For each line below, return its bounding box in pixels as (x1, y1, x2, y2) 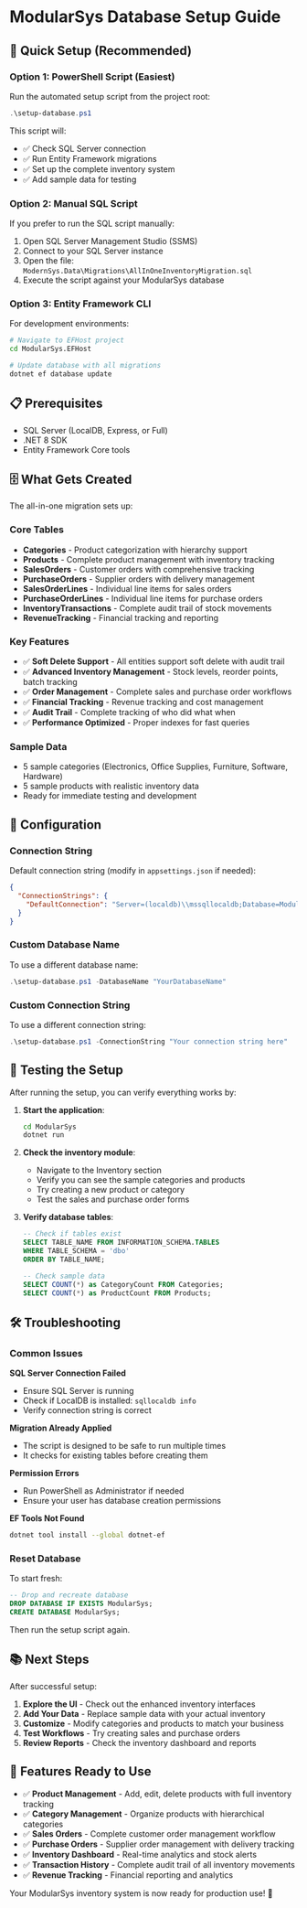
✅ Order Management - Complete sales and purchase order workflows (22, 686, 292, 697)
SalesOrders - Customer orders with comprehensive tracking (22, 563, 255, 574)
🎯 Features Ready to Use (9, 1763, 152, 1780)
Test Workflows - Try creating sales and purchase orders (22, 1727, 240, 1739)
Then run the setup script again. (9, 1624, 131, 1635)
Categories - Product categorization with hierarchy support (22, 544, 249, 555)
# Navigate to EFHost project (9, 336, 125, 345)
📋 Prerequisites (9, 396, 103, 412)
